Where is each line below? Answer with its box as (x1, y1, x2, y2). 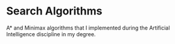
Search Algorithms (6, 4, 103, 18)
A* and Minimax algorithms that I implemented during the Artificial (6, 24, 170, 31)
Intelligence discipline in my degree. (6, 30, 96, 37)
